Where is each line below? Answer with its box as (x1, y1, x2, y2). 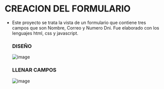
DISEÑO (12, 42, 32, 49)
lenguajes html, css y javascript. (12, 30, 79, 36)
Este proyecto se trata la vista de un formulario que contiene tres (12, 19, 146, 25)
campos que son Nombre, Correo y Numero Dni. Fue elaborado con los (12, 24, 159, 30)
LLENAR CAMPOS (12, 66, 57, 73)
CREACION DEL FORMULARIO (5, 3, 131, 14)
